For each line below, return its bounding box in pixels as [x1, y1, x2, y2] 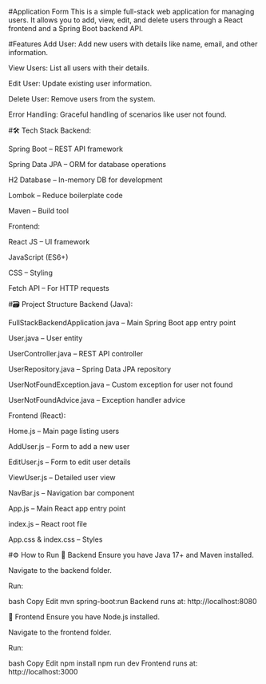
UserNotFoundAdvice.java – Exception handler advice [8, 396, 186, 404]
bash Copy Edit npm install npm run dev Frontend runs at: [8, 658, 198, 668]
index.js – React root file [8, 519, 88, 528]
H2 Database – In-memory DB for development [8, 175, 163, 185]
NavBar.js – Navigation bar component [8, 488, 135, 498]
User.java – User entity [8, 333, 83, 343]
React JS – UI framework [8, 237, 90, 246]
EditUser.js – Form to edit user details [8, 457, 131, 467]
